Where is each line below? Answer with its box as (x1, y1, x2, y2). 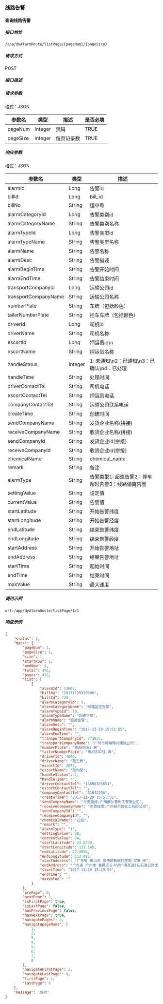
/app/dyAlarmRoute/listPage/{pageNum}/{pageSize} (5, 42, 108, 47)
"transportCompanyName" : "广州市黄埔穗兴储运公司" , (39, 740, 138, 746)
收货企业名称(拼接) (89, 429, 132, 435)
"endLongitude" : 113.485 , (39, 854, 92, 859)
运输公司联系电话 (89, 401, 129, 408)
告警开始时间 (89, 266, 119, 273)
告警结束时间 (89, 275, 119, 282)
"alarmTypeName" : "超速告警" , (39, 713, 98, 718)
